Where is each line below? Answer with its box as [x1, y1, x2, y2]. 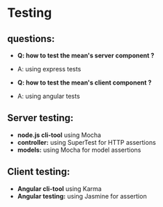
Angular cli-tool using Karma [17, 184, 102, 193]
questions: [7, 33, 55, 45]
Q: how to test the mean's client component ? [17, 78, 152, 87]
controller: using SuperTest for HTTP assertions [17, 138, 157, 146]
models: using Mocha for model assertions [17, 145, 141, 154]
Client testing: [7, 166, 70, 178]
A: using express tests [17, 65, 81, 73]
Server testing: [7, 112, 74, 124]
